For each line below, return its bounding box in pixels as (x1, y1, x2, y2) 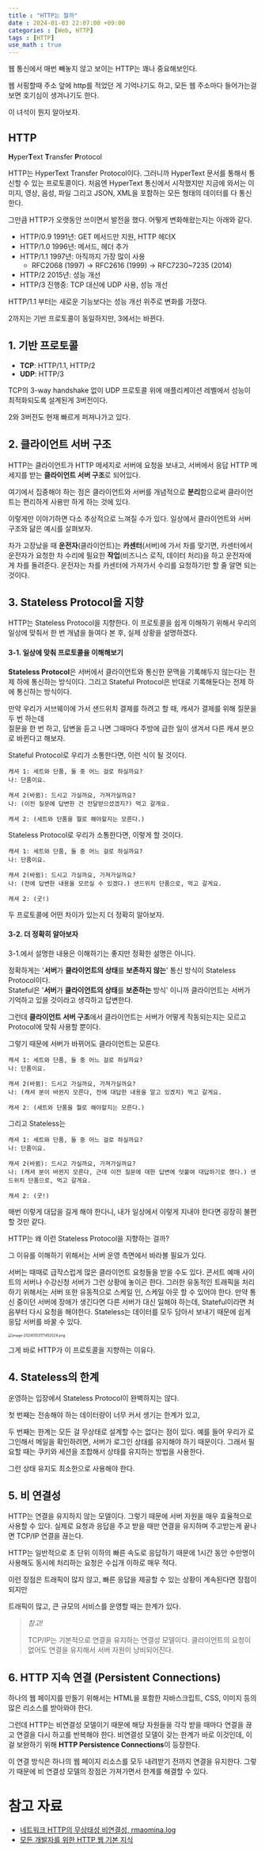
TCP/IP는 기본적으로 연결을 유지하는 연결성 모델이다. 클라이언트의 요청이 (27, 1635, 252, 1645)
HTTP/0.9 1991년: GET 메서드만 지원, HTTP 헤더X (19, 232, 176, 241)
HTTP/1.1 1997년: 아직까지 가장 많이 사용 (19, 251, 146, 261)
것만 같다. (16, 1217, 47, 1226)
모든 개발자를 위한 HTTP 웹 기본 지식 (19, 1835, 134, 1845)
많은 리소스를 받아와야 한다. (8, 1703, 93, 1713)
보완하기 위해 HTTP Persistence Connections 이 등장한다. (16, 1740, 200, 1750)
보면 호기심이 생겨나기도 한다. (8, 90, 100, 100)
